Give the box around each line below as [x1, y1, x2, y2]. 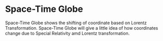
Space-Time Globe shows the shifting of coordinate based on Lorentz [5, 20, 147, 26]
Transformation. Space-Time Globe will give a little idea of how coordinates [5, 25, 159, 31]
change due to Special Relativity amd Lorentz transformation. [5, 30, 130, 36]
